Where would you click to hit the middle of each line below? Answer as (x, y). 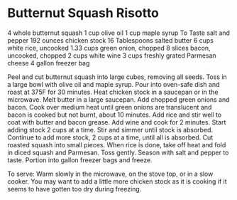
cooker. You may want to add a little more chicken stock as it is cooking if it (117, 181)
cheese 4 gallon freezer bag (49, 63)
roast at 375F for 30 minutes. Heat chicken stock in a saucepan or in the (113, 92)
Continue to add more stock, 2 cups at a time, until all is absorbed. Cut (110, 137)
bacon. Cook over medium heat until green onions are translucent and (110, 107)
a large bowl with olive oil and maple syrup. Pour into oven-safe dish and (114, 84)
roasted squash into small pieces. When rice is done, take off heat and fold (117, 144)
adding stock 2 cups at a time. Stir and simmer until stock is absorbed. (110, 130)
